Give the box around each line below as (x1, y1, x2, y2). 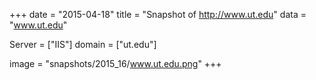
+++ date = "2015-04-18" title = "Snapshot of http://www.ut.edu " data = (9, 9, 307, 20)
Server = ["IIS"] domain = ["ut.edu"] (9, 39, 157, 50)
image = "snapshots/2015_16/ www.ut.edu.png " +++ (9, 58, 222, 69)
